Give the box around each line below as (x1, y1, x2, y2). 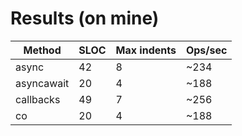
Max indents (115, 43, 177, 57)
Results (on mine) (10, 7, 160, 30)
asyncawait (15, 76, 70, 90)
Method (23, 43, 62, 57)
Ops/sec (185, 43, 228, 57)
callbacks (15, 92, 61, 106)
